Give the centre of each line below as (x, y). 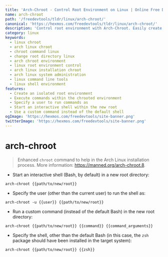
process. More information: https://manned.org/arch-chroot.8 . (81, 165)
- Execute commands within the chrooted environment (66, 98)
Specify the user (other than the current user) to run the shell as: (79, 193)
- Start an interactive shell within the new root (63, 107)
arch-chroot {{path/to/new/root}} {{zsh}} (50, 250)
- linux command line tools (39, 79)
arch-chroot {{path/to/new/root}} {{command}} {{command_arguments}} (79, 226)
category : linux (22, 33)
